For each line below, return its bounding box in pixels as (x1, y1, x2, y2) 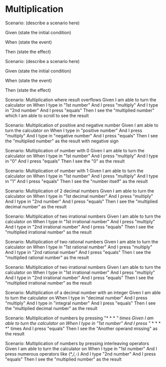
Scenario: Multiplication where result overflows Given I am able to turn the (5, 97, 157, 103)
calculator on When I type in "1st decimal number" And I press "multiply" (5, 193, 154, 199)
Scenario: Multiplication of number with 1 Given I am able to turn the (5, 168, 144, 174)
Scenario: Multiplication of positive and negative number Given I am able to (5, 122, 159, 128)
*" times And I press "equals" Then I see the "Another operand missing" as (5, 325, 158, 331)
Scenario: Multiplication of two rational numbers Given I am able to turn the (5, 239, 159, 245)
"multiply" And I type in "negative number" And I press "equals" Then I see (5, 132, 158, 138)
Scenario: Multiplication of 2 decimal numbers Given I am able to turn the (5, 187, 155, 194)
